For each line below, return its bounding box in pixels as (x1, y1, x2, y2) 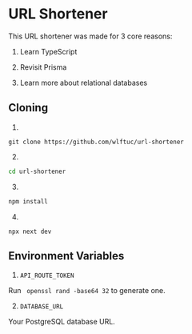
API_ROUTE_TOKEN (19, 272, 74, 280)
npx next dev (8, 227, 52, 235)
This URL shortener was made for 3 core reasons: (8, 31, 173, 41)
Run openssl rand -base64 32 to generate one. (8, 286, 166, 296)
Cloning (8, 101, 49, 115)
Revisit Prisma (19, 62, 67, 72)
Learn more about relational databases (19, 78, 148, 87)
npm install (8, 197, 48, 205)
